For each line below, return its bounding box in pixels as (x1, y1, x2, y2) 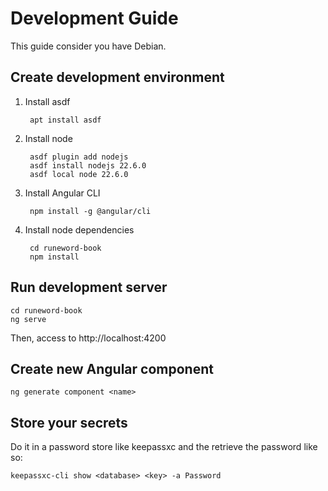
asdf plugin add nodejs (29, 152, 129, 162)
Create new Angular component (10, 360, 214, 377)
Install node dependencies (24, 223, 135, 236)
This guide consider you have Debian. (10, 40, 167, 52)
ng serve (10, 314, 47, 324)
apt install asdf (29, 115, 102, 125)
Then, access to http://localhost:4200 (10, 332, 167, 344)
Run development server (10, 279, 168, 296)
